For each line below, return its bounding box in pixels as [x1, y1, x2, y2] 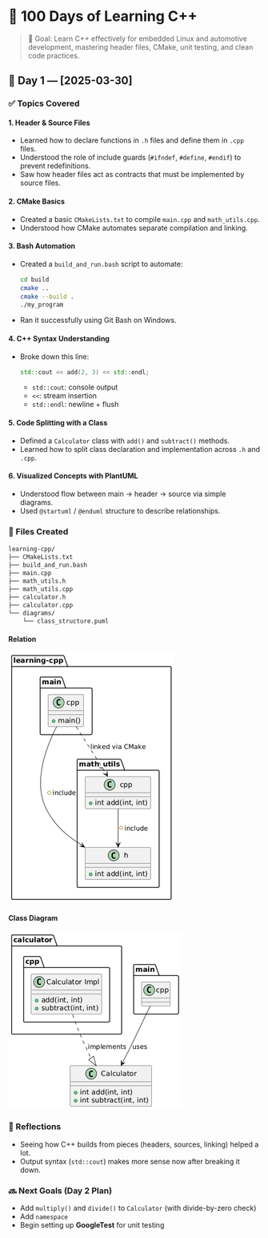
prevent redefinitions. [19, 161, 91, 171]
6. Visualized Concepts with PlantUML [8, 471, 138, 481]
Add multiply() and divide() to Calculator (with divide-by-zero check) [19, 1204, 257, 1213]
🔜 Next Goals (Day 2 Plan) [8, 1185, 113, 1196]
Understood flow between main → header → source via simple [19, 489, 226, 498]
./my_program [19, 300, 64, 309]
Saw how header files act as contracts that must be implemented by [19, 170, 245, 179]
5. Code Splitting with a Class [8, 418, 108, 428]
